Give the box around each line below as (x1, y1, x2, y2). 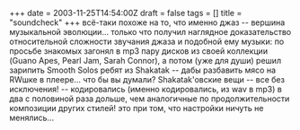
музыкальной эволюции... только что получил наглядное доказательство (9, 27, 292, 37)
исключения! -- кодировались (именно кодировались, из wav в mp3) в (9, 84, 283, 94)
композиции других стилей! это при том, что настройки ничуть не (9, 103, 264, 113)
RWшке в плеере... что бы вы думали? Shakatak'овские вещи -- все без (9, 74, 286, 84)
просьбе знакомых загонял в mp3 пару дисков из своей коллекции (9, 46, 268, 56)
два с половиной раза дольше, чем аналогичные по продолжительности (9, 93, 290, 104)
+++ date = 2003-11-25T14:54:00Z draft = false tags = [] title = (9, 8, 243, 18)
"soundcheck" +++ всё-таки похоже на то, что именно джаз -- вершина (9, 17, 286, 28)
